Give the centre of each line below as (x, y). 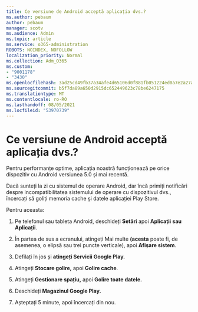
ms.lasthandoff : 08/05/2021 (41, 105)
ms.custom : (19, 66)
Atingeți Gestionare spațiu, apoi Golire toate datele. (78, 280)
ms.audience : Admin (30, 34)
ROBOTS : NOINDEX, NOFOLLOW (39, 50)
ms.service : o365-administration (47, 45)
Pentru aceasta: (25, 210)
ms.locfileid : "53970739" (38, 110)
